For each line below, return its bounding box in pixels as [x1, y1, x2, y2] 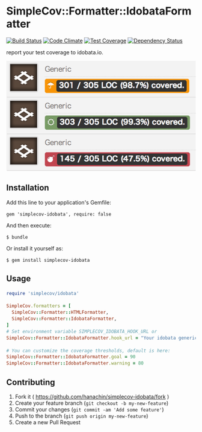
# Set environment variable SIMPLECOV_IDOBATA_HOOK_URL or [6, 328, 158, 334]
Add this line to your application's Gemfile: [6, 199, 111, 206]
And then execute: [6, 221, 52, 229]
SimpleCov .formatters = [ [6, 303, 71, 309]
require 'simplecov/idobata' [6, 290, 79, 296]
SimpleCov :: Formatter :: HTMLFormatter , [11, 310, 109, 316]
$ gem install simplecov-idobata [6, 257, 90, 263]
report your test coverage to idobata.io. [6, 48, 103, 56]
